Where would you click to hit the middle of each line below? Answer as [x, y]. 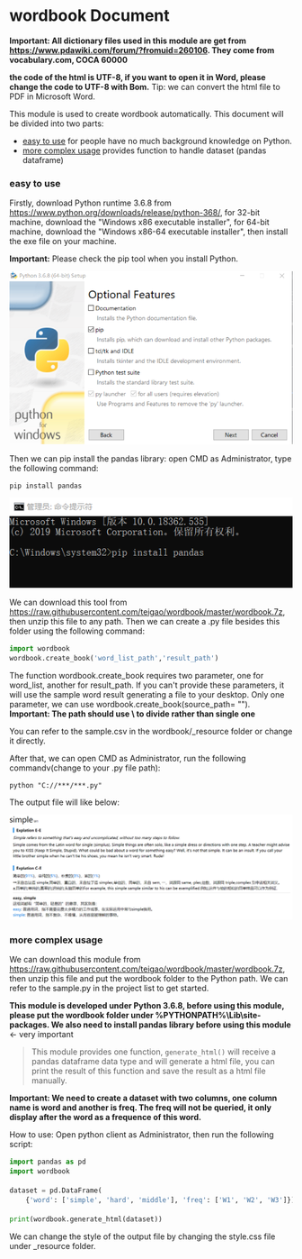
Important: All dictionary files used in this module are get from [128, 41]
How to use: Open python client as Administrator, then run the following [142, 1135]
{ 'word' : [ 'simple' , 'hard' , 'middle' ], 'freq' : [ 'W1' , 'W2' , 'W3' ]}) [160, 1200]
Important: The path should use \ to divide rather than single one [133, 714]
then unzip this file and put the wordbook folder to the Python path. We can [149, 979]
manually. [49, 1081]
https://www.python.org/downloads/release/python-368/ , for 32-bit [135, 213]
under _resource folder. [53, 1245]
